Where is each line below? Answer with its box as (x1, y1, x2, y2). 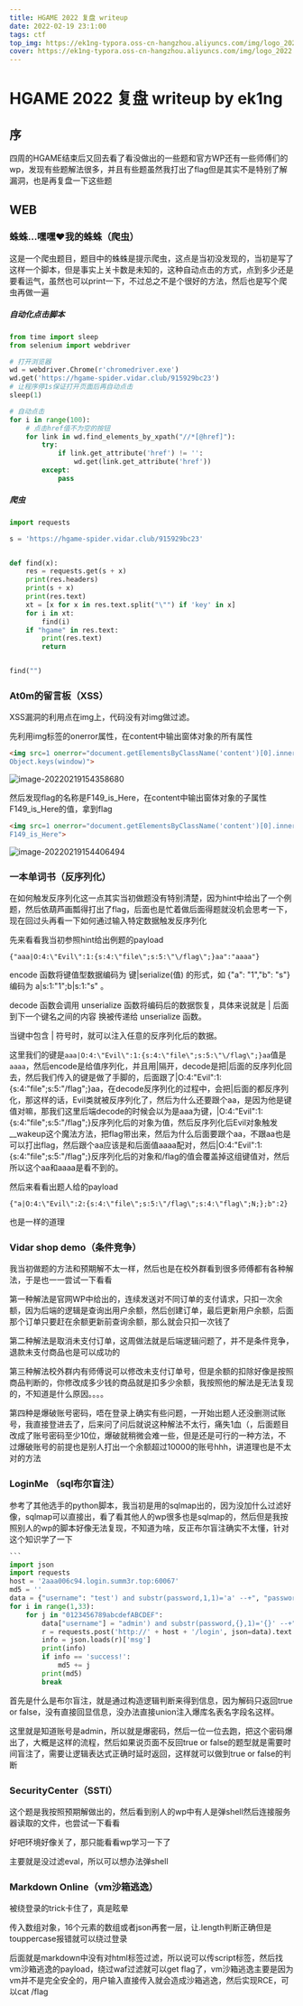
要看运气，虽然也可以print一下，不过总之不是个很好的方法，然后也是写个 (9, 275, 280, 286)
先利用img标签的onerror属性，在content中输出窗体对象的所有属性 (9, 731, 253, 742)
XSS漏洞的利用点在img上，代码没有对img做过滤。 (9, 712, 195, 723)
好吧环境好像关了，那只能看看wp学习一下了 (9, 1836, 171, 1847)
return (41, 642, 67, 652)
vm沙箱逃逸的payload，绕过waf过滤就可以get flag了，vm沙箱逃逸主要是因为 (9, 1964, 294, 1974)
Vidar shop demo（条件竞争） (9, 1242, 142, 1254)
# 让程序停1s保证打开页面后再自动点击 (9, 383, 133, 392)
